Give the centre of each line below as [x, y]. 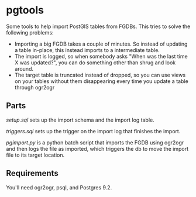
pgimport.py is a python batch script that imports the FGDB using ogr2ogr [95, 142]
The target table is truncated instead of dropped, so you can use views [100, 75]
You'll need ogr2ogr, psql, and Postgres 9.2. [59, 187]
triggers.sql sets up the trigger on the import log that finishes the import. [93, 131]
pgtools [25, 10]
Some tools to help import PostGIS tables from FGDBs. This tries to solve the [98, 26]
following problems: [30, 32]
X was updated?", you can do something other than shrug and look [95, 63]
